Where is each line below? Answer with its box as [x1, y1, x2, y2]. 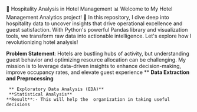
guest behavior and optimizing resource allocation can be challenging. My [6, 56, 186, 63]
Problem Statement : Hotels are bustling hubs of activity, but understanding [6, 50, 190, 57]
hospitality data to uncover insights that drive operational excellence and [6, 20, 183, 27]
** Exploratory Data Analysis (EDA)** [8, 86, 104, 92]
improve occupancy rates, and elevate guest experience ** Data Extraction [6, 69, 190, 76]
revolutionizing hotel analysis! [6, 39, 78, 46]
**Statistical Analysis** [8, 91, 73, 97]
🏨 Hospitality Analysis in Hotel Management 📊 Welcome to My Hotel [6, 5, 173, 12]
